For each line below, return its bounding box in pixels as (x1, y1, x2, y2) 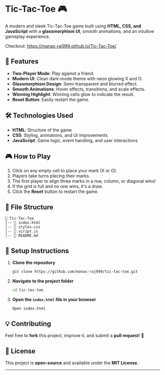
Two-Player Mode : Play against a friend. (12, 70, 95, 76)
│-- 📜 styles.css (5, 224, 41, 230)
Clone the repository (12, 260, 55, 265)
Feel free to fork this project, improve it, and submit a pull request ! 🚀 (5, 333, 144, 339)
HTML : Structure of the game (12, 127, 72, 133)
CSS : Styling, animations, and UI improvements (12, 132, 108, 138)
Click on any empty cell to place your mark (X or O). (12, 168, 117, 174)
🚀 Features (5, 57, 39, 66)
